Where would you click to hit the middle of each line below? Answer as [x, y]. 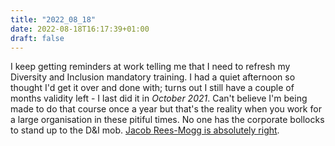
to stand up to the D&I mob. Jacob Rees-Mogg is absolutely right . [145, 130]
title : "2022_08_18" [53, 19]
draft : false [37, 38]
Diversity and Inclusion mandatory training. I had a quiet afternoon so [153, 77]
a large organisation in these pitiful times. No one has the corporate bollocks [167, 120]
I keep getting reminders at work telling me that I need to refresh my [150, 67]
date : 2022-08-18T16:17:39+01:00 [80, 29]
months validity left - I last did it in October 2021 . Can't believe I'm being [159, 98]
